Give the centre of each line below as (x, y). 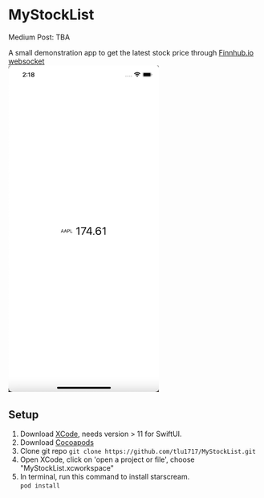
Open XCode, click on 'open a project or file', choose (107, 459)
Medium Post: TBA (39, 37)
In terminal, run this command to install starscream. (105, 477)
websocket (26, 61)
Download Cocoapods (57, 442)
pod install (40, 486)
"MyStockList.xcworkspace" (67, 468)
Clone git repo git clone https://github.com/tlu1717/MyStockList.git (138, 451)
